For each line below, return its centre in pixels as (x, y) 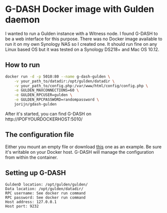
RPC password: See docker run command (45, 198)
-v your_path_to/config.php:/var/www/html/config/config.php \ (81, 86)
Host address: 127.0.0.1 (31, 202)
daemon (22, 20)
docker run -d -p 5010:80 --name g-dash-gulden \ (58, 76)
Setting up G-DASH (36, 173)
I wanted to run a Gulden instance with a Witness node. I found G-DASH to (82, 33)
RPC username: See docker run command (45, 193)
